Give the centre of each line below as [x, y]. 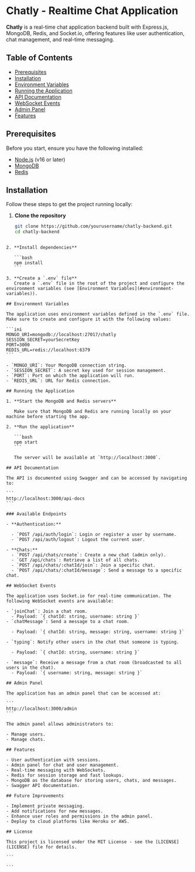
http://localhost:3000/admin [42, 709]
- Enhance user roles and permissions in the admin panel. [80, 816]
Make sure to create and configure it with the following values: [89, 319]
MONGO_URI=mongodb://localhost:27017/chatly [61, 335]
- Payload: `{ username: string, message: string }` [77, 673]
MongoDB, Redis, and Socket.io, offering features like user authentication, [95, 33]
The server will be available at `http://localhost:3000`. [87, 458]
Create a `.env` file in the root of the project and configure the [99, 283]
